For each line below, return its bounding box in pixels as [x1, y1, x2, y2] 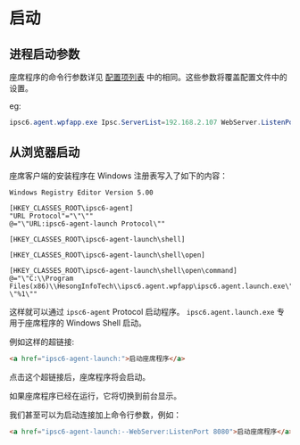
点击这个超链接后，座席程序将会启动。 [9, 371, 150, 382]
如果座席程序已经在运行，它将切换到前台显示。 [9, 390, 181, 401]
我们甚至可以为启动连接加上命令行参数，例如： [9, 409, 181, 420]
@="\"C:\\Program [9, 274, 74, 283]
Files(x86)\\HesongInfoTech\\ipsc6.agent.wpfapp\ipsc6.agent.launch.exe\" [9, 282, 294, 291]
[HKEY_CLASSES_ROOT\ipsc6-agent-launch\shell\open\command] [9, 266, 238, 275]
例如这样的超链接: [9, 336, 75, 347]
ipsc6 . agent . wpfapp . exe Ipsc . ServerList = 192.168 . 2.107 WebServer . [9, 118, 262, 127]
